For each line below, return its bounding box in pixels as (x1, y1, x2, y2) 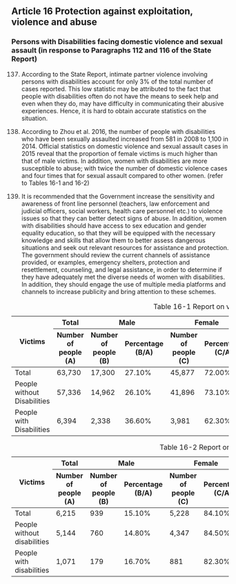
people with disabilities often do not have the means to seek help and (21, 92, 219, 100)
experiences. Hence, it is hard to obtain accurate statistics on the (21, 106, 206, 115)
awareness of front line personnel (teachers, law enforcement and (21, 199, 210, 208)
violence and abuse (11, 17, 97, 28)
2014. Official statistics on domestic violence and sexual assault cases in (21, 142, 228, 150)
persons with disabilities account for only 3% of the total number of (21, 77, 213, 86)
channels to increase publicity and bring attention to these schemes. (21, 287, 217, 295)
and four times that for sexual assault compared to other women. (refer (21, 171, 224, 179)
